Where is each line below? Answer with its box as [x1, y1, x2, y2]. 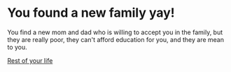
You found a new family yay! [7, 5, 175, 21]
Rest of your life [7, 56, 53, 64]
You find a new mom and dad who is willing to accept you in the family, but [7, 28, 223, 36]
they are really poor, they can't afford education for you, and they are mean [7, 35, 224, 43]
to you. [7, 43, 28, 51]
